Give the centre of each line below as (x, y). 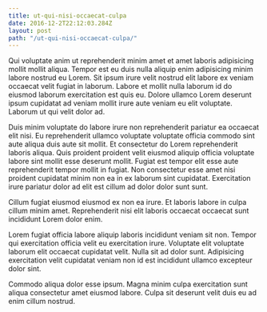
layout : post (30, 30)
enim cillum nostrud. (42, 302)
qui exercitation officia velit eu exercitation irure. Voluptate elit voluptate (126, 243)
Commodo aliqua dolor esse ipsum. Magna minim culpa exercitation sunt (128, 284)
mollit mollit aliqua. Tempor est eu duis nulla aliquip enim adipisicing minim (131, 70)
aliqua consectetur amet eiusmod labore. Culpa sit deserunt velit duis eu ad (133, 293)
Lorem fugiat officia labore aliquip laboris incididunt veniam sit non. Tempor (133, 235)
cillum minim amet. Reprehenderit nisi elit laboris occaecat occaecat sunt (129, 211)
